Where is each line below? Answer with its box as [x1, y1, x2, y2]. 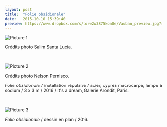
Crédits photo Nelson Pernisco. [5, 73, 70, 79]
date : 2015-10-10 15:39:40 [5, 16, 66, 21]
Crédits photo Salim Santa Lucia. [5, 44, 72, 50]
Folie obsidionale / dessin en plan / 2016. [5, 117, 89, 123]
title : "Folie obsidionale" [5, 12, 66, 17]
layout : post [5, 7, 32, 12]
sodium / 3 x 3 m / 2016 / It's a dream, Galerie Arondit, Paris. [5, 87, 129, 94]
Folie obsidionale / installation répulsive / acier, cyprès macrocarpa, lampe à [5, 83, 163, 88]
